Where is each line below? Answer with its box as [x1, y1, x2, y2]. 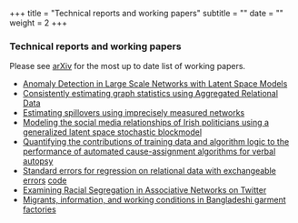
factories [22, 204, 56, 215]
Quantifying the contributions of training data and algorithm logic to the [22, 137, 290, 147]
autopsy [22, 156, 54, 167]
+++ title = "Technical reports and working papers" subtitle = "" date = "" [9, 8, 283, 18]
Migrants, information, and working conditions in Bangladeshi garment [22, 195, 286, 206]
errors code [22, 175, 67, 186]
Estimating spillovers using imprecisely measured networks [22, 107, 245, 118]
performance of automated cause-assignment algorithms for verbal [22, 146, 276, 157]
